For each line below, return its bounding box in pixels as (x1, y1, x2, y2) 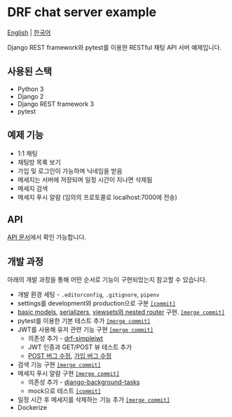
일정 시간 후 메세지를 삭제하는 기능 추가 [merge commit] (17, 395, 170, 404)
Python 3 (17, 85, 44, 93)
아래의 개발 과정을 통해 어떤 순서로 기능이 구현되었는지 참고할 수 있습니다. (7, 275, 207, 284)
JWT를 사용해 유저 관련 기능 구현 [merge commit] (17, 325, 154, 334)
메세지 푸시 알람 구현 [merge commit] (17, 369, 120, 378)
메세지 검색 (17, 184, 48, 193)
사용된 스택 (7, 66, 53, 78)
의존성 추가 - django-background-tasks (27, 378, 140, 386)
